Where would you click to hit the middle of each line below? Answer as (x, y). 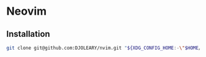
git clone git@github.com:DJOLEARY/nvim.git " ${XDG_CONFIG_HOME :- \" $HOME (103, 48)
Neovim (27, 11)
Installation (28, 34)
